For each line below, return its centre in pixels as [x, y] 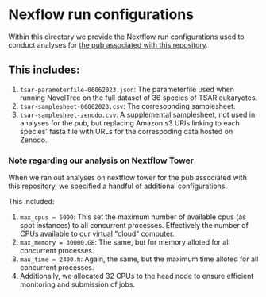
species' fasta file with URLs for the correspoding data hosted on [126, 131]
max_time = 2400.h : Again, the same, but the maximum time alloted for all [139, 259]
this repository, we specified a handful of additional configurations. [118, 186]
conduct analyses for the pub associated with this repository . [108, 44]
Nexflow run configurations [101, 15]
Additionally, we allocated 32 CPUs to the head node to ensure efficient [137, 276]
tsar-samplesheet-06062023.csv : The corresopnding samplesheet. [127, 106]
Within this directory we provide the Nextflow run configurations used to [126, 37]
